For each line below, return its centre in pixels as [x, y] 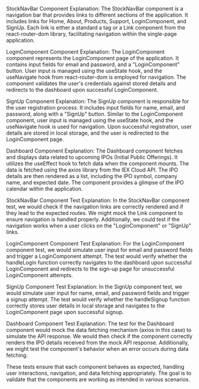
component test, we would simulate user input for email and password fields [99, 250]
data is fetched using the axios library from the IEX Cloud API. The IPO [92, 170]
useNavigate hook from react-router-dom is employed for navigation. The [96, 77]
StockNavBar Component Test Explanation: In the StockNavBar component [98, 200]
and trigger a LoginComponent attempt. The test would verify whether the [97, 256]
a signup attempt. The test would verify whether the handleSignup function [98, 299]
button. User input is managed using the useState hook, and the [84, 71]
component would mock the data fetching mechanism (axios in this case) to [99, 330]
